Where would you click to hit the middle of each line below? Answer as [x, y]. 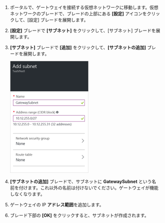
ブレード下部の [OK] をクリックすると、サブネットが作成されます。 [79, 215]
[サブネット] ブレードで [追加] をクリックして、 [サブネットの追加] [78, 47]
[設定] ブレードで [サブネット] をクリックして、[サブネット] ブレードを [83, 31]
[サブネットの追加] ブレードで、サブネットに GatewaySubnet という [81, 181]
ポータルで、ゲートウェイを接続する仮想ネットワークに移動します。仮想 [84, 7]
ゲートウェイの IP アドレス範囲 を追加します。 [57, 205]
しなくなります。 [27, 194]
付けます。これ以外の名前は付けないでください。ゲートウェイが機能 [88, 188]
